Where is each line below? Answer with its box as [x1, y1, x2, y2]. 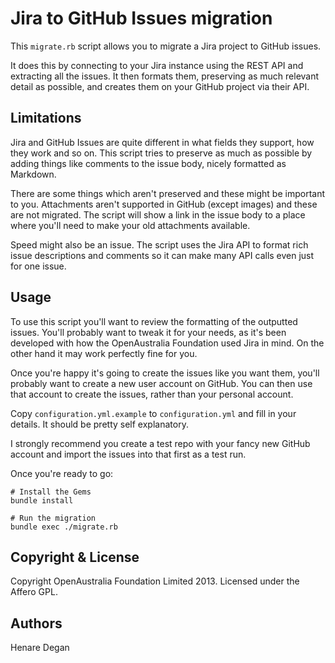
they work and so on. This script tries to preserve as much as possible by [10, 147, 313, 159]
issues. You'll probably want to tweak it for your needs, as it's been [10, 326, 287, 338]
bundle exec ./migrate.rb [10, 522, 118, 532]
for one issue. [10, 260, 67, 272]
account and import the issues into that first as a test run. [10, 448, 247, 460]
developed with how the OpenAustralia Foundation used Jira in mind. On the [10, 337, 325, 349]
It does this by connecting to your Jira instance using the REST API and [10, 59, 304, 71]
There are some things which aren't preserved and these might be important [10, 187, 325, 199]
